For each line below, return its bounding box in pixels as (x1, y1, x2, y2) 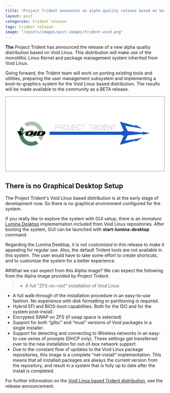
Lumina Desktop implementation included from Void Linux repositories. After (5, 221, 164, 227)
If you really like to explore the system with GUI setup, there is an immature (5, 215, 162, 221)
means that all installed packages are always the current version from (12, 357, 158, 363)
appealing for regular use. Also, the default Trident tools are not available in (5, 247, 162, 253)
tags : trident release (5, 24, 53, 29)
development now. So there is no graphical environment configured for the (5, 200, 161, 206)
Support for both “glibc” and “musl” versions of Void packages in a (12, 319, 152, 325)
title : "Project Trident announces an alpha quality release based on (5, 8, 157, 13)
